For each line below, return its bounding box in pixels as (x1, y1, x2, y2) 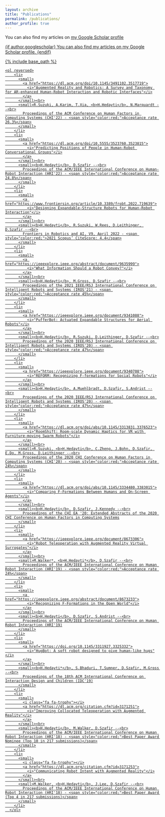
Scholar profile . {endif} (5, 49, 52, 55)
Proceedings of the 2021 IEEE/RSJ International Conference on (23, 283, 155, 288)
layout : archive (5, 7, 38, 12)
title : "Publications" (5, 12, 52, 17)
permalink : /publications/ (5, 16, 60, 21)
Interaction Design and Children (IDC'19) (5, 678, 93, 683)
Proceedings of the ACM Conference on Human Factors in (23, 111, 139, 116)
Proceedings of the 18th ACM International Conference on (23, 674, 144, 679)
